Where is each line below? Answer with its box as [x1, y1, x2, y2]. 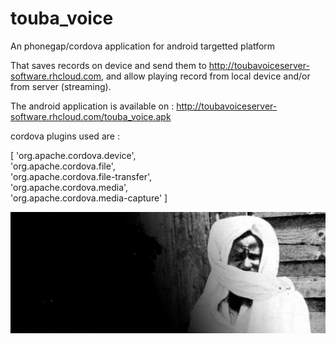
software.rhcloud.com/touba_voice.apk [10, 110, 172, 122]
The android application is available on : [10, 100, 175, 112]
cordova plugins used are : [10, 130, 120, 142]
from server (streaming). [10, 80, 112, 92]
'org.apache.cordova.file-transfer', [10, 170, 152, 182]
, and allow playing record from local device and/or [100, 70, 311, 82]
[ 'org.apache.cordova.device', [10, 149, 137, 161]
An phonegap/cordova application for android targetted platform [10, 40, 276, 52]
